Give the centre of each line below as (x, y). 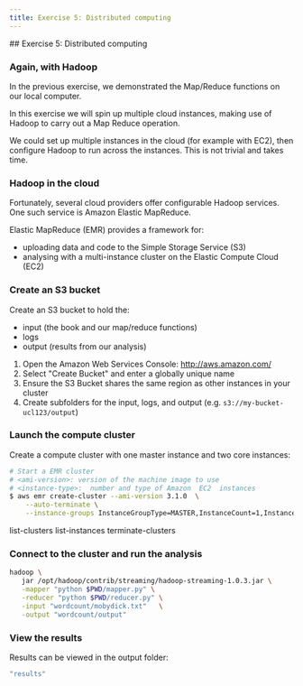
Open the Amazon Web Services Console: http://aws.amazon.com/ (147, 364)
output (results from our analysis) (84, 346)
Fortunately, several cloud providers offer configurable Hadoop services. (144, 203)
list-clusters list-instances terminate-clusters (92, 531)
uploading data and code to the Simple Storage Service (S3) (134, 247)
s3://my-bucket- (253, 403)
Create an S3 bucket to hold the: (69, 310)
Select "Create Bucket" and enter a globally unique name (129, 373)
